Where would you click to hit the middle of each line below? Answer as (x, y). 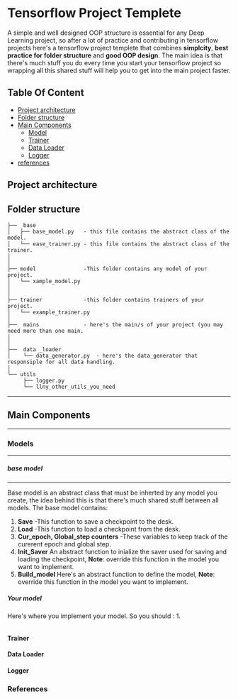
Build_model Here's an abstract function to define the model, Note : (116, 574)
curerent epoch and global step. (64, 544)
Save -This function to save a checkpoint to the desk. (96, 522)
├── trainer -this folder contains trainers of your (106, 299)
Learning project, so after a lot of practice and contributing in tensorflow (113, 40)
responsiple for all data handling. (61, 362)
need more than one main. (45, 331)
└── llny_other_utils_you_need (69, 387)
